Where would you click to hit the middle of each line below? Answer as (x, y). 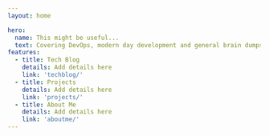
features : (24, 53)
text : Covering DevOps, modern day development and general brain (128, 45)
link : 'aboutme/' (51, 120)
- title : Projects (46, 82)
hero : (16, 30)
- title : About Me (46, 105)
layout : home (29, 16)
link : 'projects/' (53, 97)
